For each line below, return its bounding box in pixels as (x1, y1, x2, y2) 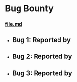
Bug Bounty (5, 3, 54, 14)
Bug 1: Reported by (12, 35, 71, 44)
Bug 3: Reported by (12, 69, 72, 78)
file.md (5, 21, 22, 27)
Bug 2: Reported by (12, 52, 72, 60)
